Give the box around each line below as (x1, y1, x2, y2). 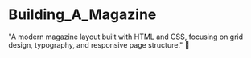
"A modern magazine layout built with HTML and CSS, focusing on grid (8, 32, 244, 41)
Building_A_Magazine (8, 6, 157, 24)
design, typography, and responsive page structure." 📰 (8, 40, 190, 49)
